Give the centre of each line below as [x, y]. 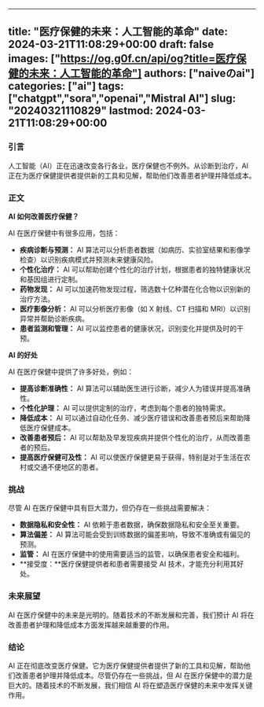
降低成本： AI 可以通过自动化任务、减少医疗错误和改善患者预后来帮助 [132, 418]
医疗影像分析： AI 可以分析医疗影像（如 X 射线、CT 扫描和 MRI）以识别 [135, 308]
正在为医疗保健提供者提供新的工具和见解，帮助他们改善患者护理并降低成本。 [132, 175]
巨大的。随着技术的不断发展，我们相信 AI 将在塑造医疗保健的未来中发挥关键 [130, 685]
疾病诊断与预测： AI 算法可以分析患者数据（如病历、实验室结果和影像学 [135, 249]
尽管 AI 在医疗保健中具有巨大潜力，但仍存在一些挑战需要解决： [110, 508]
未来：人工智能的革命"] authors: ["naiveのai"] [142, 74]
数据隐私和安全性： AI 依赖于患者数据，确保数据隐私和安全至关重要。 [132, 525]
